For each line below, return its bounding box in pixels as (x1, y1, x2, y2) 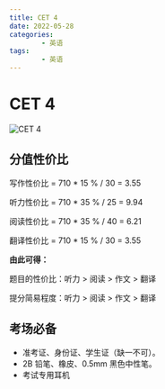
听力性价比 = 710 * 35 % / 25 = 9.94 (9, 196, 143, 207)
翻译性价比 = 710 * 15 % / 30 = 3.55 (9, 235, 142, 246)
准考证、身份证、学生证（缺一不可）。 (22, 347, 161, 357)
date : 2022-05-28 (9, 22, 74, 31)
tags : (9, 47, 30, 56)
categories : (9, 30, 54, 39)
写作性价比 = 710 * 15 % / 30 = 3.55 (9, 177, 142, 188)
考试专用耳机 (22, 369, 70, 380)
